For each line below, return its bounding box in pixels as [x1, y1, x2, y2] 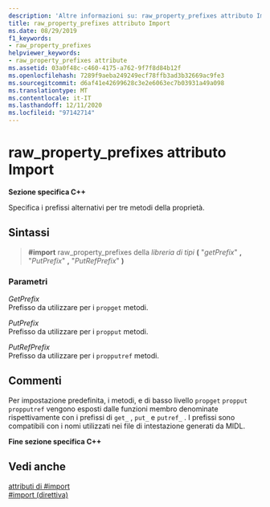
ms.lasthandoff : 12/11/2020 [8, 101, 103, 109]
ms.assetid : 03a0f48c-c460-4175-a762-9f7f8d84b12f [8, 64, 182, 72]
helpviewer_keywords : [8, 49, 81, 57]
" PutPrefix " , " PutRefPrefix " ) [27, 256, 125, 265]
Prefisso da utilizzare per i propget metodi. [8, 303, 149, 313]
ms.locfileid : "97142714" [8, 109, 95, 117]
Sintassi [8, 226, 50, 239]
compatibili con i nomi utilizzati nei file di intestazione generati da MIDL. [8, 421, 246, 431]
